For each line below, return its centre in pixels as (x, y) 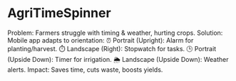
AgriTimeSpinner (60, 13)
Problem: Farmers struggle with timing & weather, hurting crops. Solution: (115, 33)
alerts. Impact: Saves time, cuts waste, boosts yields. (85, 70)
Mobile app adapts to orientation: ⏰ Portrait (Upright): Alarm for (101, 40)
